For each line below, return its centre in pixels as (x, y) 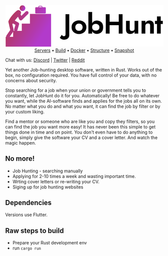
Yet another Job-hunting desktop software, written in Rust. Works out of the (83, 70)
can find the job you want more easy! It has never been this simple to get (80, 126)
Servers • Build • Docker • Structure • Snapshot (84, 50)
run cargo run (27, 248)
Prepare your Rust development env (50, 243)
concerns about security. (31, 80)
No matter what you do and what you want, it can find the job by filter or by (83, 106)
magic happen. (21, 143)
